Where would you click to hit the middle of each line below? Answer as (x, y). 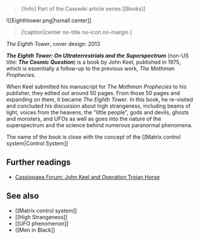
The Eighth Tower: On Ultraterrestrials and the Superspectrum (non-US (97, 56)
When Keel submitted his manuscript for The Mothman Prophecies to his (96, 87)
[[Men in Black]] (35, 230)
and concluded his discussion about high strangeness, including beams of (99, 106)
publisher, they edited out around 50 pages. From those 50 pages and (93, 93)
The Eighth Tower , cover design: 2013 (53, 44)
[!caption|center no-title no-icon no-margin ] (76, 32)
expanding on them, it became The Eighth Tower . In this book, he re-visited (100, 100)
